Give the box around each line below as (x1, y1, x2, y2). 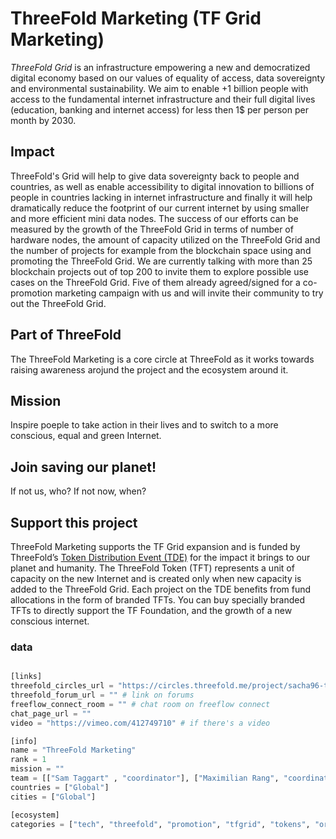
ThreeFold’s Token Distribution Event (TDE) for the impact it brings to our (10, 552, 311, 563)
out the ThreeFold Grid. (10, 297, 107, 309)
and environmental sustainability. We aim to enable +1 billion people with (10, 82, 309, 94)
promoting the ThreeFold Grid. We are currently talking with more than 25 (10, 255, 313, 267)
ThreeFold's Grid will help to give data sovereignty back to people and (10, 170, 300, 182)
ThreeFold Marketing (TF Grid (10, 7, 262, 30)
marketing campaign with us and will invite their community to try (54, 287, 324, 299)
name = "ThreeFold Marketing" (10, 745, 137, 756)
